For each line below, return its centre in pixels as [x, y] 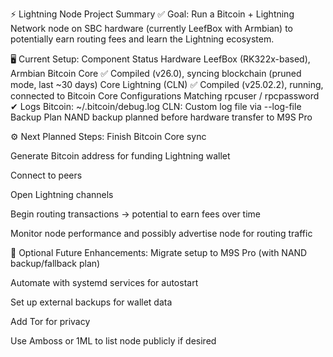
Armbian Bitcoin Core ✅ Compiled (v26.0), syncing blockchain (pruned [156, 73]
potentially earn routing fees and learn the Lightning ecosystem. [142, 39]
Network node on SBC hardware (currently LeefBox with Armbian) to [151, 28]
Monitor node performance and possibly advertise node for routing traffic [161, 233]
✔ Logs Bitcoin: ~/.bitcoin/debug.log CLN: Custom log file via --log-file [156, 106]
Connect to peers [46, 175]
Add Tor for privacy [50, 321]
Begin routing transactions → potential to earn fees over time [136, 214]
